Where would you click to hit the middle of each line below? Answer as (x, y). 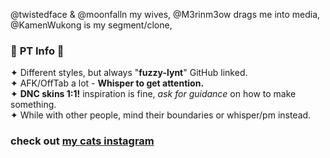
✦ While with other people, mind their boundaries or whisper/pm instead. (161, 115)
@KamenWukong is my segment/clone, (91, 25)
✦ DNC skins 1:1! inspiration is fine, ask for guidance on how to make (153, 94)
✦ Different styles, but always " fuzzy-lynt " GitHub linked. (129, 73)
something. (33, 105)
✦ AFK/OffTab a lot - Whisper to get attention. (107, 83)
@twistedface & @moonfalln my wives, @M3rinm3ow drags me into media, (165, 14)
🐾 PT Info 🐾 (37, 51)
